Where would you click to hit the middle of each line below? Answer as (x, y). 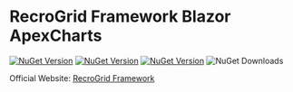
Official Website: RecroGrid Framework (82, 78)
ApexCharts (56, 36)
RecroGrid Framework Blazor (120, 17)
